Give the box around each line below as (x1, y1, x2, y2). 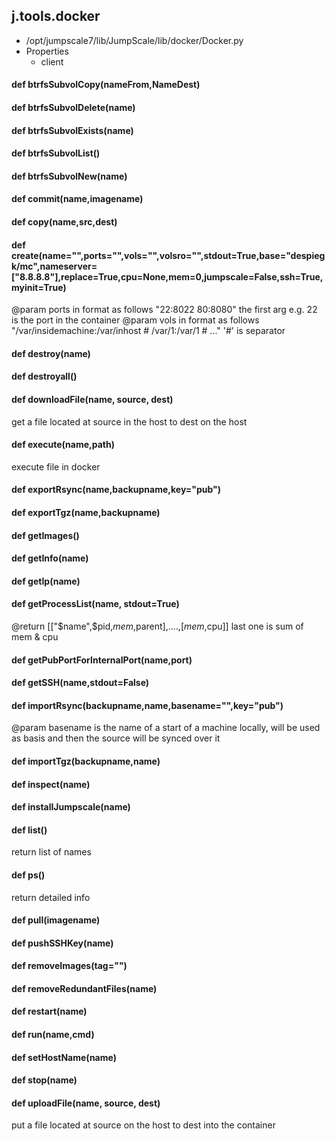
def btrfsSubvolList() (11, 147, 101, 159)
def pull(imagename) (11, 914, 101, 926)
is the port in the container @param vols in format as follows (11, 314, 260, 326)
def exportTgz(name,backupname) (11, 506, 161, 518)
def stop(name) (11, 1074, 78, 1086)
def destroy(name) (11, 347, 91, 359)
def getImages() (11, 529, 80, 541)
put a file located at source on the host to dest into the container (11, 1119, 276, 1131)
